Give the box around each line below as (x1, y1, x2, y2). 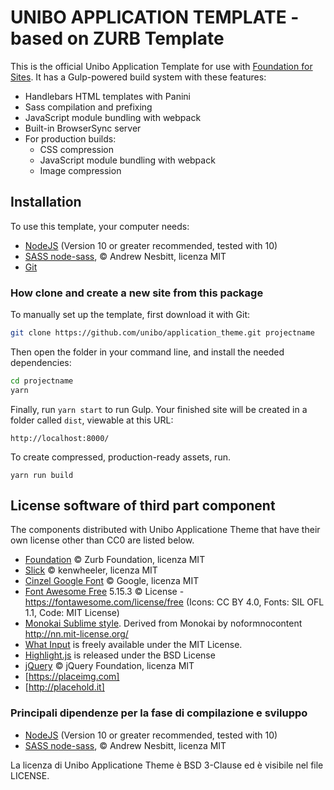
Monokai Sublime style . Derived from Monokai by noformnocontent (24, 617, 303, 630)
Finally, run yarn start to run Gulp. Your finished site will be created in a (10, 403, 308, 415)
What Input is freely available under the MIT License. (24, 639, 243, 651)
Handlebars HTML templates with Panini (24, 90, 191, 102)
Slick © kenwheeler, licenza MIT (24, 564, 158, 576)
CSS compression (39, 143, 114, 155)
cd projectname (10, 376, 74, 386)
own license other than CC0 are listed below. (10, 534, 195, 546)
